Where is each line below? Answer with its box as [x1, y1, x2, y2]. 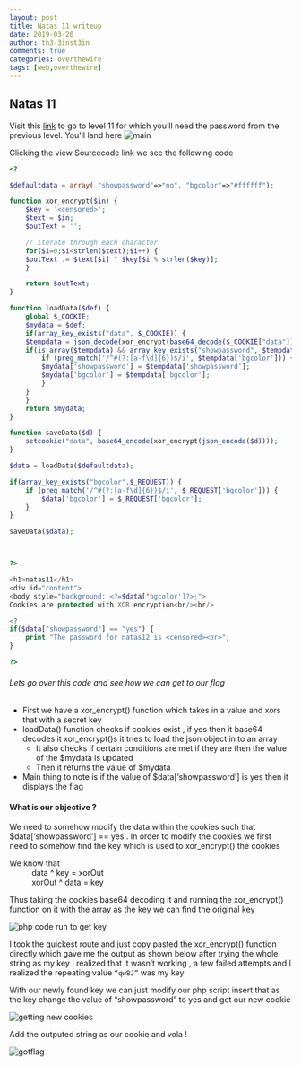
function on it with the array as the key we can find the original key [9, 904, 255, 915]
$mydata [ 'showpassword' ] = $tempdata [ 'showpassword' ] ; [41, 363, 251, 371]
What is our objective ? [9, 801, 97, 812]
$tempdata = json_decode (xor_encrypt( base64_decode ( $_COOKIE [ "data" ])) [25, 337, 298, 346]
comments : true [9, 47, 66, 56]
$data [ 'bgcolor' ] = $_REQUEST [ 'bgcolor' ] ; [41, 494, 202, 503]
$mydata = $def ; [25, 320, 87, 329]
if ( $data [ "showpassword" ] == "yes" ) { [9, 625, 154, 633]
